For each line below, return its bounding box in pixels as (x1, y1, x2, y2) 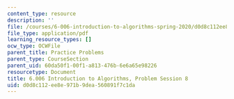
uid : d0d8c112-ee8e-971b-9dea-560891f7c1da (7, 82, 136, 89)
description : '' (7, 17, 54, 24)
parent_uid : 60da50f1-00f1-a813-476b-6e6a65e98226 (7, 62, 157, 69)
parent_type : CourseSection (7, 56, 89, 63)
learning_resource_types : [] (7, 36, 92, 43)
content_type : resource (7, 10, 77, 17)
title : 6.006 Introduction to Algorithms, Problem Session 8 (7, 75, 189, 82)
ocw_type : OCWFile (7, 43, 61, 49)
